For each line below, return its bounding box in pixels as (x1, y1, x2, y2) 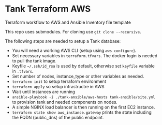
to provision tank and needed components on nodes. (12, 99, 118, 105)
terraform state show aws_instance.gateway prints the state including (12, 109, 152, 115)
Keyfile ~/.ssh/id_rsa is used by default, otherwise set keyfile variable (12, 63, 155, 69)
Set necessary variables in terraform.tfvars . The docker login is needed (12, 52, 158, 59)
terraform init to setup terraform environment (12, 78, 106, 84)
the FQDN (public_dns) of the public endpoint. (12, 114, 104, 120)
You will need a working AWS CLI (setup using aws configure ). (12, 47, 136, 53)
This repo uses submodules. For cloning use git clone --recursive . (5, 29, 141, 34)
